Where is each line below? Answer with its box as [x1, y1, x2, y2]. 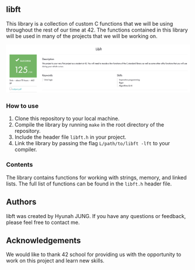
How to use [6, 102, 39, 110]
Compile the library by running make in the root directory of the [14, 121, 165, 128]
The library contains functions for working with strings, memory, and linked [6, 174, 187, 181]
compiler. [14, 146, 37, 153]
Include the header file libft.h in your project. [14, 134, 127, 141]
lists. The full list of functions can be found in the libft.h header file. [6, 180, 172, 187]
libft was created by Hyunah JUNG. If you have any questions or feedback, [6, 212, 186, 219]
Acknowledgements [6, 236, 81, 246]
